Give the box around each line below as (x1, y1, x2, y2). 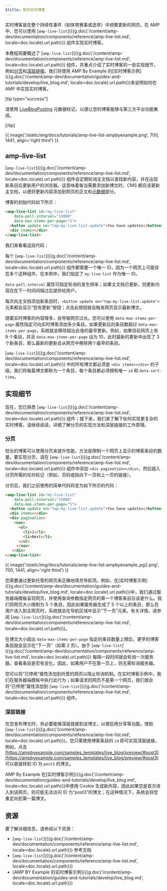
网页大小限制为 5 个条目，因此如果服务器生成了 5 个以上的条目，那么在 (13, 602, 159, 608)
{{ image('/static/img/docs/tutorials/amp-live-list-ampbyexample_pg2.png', (5, 562, 159, 568)
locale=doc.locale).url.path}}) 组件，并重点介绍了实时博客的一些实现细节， (5, 61, 158, 67)
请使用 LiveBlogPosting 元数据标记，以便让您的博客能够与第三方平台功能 (5, 106, 154, 112)
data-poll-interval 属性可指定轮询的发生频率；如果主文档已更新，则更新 (5, 281, 156, 287)
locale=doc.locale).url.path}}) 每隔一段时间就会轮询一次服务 (31, 654, 154, 660)
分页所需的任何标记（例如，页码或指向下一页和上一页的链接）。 (5, 472, 134, 478)
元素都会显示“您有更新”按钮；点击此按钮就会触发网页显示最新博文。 (5, 304, 144, 310)
